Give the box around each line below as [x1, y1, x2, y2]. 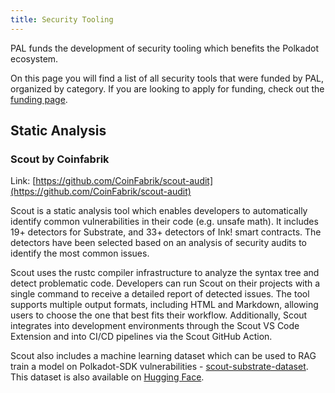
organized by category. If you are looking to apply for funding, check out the [10, 82, 325, 95]
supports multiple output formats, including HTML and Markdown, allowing [10, 299, 319, 311]
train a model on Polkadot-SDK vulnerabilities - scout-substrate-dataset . [10, 361, 309, 373]
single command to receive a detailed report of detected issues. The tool [10, 288, 310, 300]
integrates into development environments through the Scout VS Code [10, 320, 300, 332]
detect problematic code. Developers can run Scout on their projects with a [10, 277, 321, 290]
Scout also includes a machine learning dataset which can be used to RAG [10, 350, 317, 362]
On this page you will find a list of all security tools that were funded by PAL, [10, 72, 325, 84]
